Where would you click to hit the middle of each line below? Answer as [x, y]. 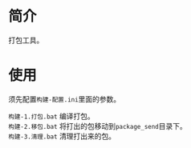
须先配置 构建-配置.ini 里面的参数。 [65, 99]
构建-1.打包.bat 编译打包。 [51, 116]
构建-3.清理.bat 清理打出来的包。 [62, 136]
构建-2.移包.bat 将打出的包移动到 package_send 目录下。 [98, 126]
